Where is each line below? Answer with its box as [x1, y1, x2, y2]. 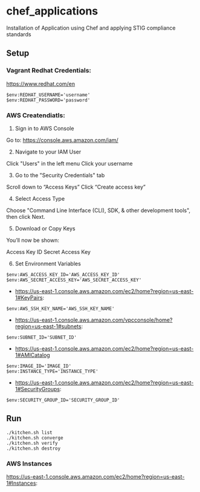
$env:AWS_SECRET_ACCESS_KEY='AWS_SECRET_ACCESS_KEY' [6, 277, 142, 283]
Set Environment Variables [15, 260, 82, 267]
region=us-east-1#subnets [15, 322, 82, 330]
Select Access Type [15, 195, 65, 202]
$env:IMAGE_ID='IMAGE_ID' [6, 363, 71, 369]
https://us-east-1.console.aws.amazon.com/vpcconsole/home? [15, 316, 173, 323]
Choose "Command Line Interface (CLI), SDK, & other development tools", [6, 207, 191, 214]
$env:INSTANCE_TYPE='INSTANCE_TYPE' [6, 368, 98, 374]
